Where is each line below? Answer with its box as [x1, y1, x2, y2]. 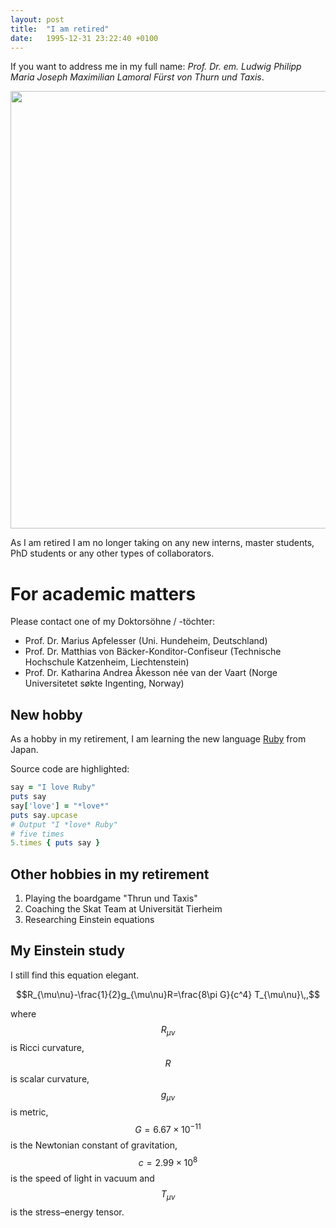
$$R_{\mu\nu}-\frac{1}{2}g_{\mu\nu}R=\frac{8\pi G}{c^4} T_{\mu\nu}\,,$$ [16, 988, 320, 1000]
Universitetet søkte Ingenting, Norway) [24, 677, 185, 690]
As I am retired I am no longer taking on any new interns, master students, [10, 537, 315, 549]
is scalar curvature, [10, 1072, 90, 1085]
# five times [10, 829, 65, 839]
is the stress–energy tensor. [10, 1206, 125, 1218]
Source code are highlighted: [10, 763, 130, 775]
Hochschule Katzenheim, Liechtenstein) [24, 656, 190, 668]
